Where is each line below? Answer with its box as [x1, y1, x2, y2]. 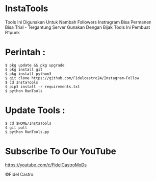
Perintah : [5, 47, 46, 58]
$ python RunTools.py [5, 129, 50, 135]
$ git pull [5, 125, 27, 130]
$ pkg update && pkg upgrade [5, 63, 65, 68]
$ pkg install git [5, 67, 43, 72]
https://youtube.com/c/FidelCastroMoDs [5, 162, 87, 168]
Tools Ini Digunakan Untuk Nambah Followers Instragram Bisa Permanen [5, 19, 152, 25]
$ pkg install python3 [5, 71, 52, 76]
